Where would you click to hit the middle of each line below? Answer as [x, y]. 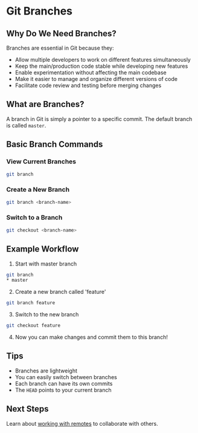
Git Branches [39, 11]
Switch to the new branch [47, 314]
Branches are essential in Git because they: [60, 48]
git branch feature [31, 303]
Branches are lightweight [46, 371]
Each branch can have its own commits [64, 383]
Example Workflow [43, 249]
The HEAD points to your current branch [63, 390]
